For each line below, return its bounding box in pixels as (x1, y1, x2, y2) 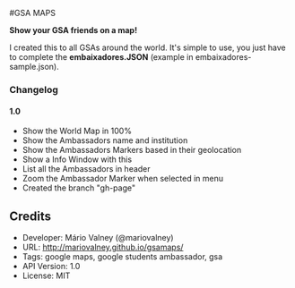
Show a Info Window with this (22, 154, 133, 165)
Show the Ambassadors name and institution (22, 135, 188, 146)
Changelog (9, 83, 58, 96)
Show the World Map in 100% (22, 125, 133, 137)
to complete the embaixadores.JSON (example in (9, 52, 194, 62)
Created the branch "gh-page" (22, 182, 136, 193)
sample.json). (9, 62, 60, 72)
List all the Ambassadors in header (22, 164, 151, 174)
